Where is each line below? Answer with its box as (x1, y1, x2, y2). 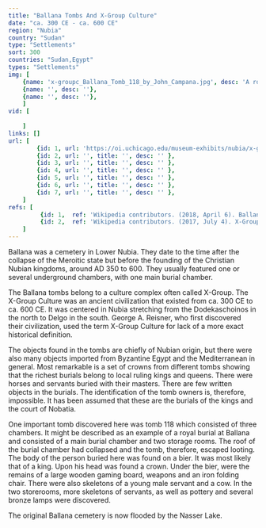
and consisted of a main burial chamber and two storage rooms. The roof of (8, 437, 256, 446)
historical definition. (8, 330, 73, 339)
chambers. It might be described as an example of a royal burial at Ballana (8, 428, 250, 437)
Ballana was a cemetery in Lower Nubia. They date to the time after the (8, 247, 240, 256)
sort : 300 (8, 48, 41, 56)
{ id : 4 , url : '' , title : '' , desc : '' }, (36, 166, 176, 174)
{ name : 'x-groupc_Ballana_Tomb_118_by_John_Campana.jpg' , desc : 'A (22, 78, 249, 86)
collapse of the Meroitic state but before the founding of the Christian (8, 255, 235, 265)
